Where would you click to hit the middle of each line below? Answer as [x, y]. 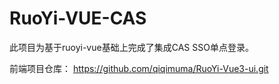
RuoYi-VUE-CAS [78, 18]
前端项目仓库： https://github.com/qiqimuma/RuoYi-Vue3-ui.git [139, 68]
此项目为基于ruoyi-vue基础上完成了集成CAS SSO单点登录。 [131, 47]
